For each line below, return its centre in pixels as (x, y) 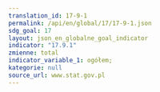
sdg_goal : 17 (30, 30)
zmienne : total (34, 53)
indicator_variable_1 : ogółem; (60, 61)
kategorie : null (35, 68)
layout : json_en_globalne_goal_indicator (78, 38)
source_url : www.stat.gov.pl (57, 75)
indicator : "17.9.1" (43, 46)
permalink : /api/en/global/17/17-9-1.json (80, 23)
